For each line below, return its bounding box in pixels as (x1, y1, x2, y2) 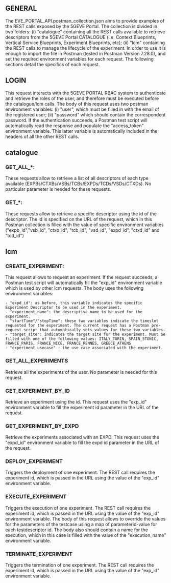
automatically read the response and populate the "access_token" (5, 123, 144, 129)
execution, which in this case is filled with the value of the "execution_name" (5, 532, 166, 538)
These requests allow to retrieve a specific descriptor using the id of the (5, 210, 157, 217)
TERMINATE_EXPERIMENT (5, 550, 73, 557)
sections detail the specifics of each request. (5, 61, 100, 67)
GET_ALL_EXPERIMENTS (5, 357, 68, 365)
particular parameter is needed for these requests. (5, 186, 111, 192)
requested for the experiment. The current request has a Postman (5, 323, 150, 328)
